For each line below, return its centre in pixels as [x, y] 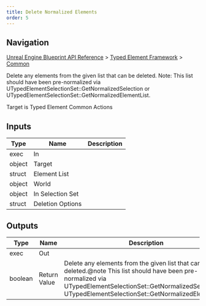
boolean [21, 278]
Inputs [19, 126]
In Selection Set [56, 194]
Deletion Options [58, 204]
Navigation [28, 43]
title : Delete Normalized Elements [52, 12]
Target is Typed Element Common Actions [59, 107]
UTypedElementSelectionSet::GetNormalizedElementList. [78, 95]
